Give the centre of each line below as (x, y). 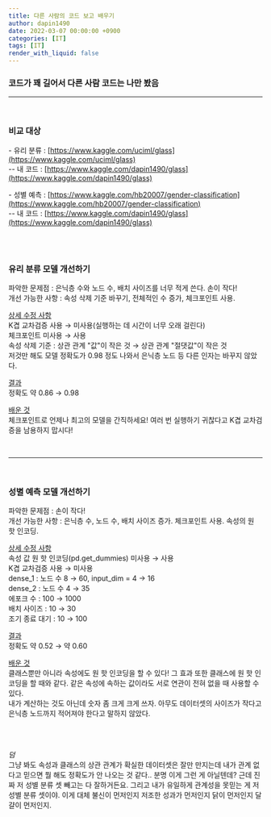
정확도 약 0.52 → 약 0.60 (48, 646)
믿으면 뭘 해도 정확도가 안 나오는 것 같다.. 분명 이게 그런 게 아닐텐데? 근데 (138, 775)
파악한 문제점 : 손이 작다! (47, 511)
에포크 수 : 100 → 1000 (45, 598)
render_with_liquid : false (54, 53)
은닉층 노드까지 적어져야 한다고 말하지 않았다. (79, 714)
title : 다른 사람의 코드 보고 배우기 (62, 16)
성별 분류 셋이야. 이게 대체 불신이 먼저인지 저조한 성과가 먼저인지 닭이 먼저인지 (131, 795)
